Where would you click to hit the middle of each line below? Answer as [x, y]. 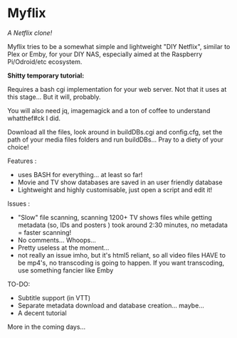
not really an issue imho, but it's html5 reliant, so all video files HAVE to [122, 255]
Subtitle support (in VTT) [54, 297]
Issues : [19, 204]
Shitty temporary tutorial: [46, 75]
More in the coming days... [47, 327]
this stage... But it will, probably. [54, 97]
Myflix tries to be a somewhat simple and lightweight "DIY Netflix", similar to [119, 46]
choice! [19, 147]
